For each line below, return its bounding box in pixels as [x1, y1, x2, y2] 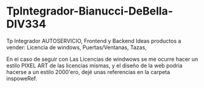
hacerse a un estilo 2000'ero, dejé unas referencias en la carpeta [6, 68, 171, 75]
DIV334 [6, 17, 47, 31]
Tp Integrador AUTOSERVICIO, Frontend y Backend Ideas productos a [6, 37, 181, 44]
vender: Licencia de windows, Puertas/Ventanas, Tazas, [6, 44, 147, 51]
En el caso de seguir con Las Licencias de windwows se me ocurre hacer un [6, 55, 199, 63]
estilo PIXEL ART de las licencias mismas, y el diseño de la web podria [6, 62, 183, 69]
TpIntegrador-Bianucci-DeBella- [6, 4, 174, 18]
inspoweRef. [6, 75, 38, 82]
